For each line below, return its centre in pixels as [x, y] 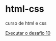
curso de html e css [26, 23]
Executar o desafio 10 [28, 33]
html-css [25, 9]
